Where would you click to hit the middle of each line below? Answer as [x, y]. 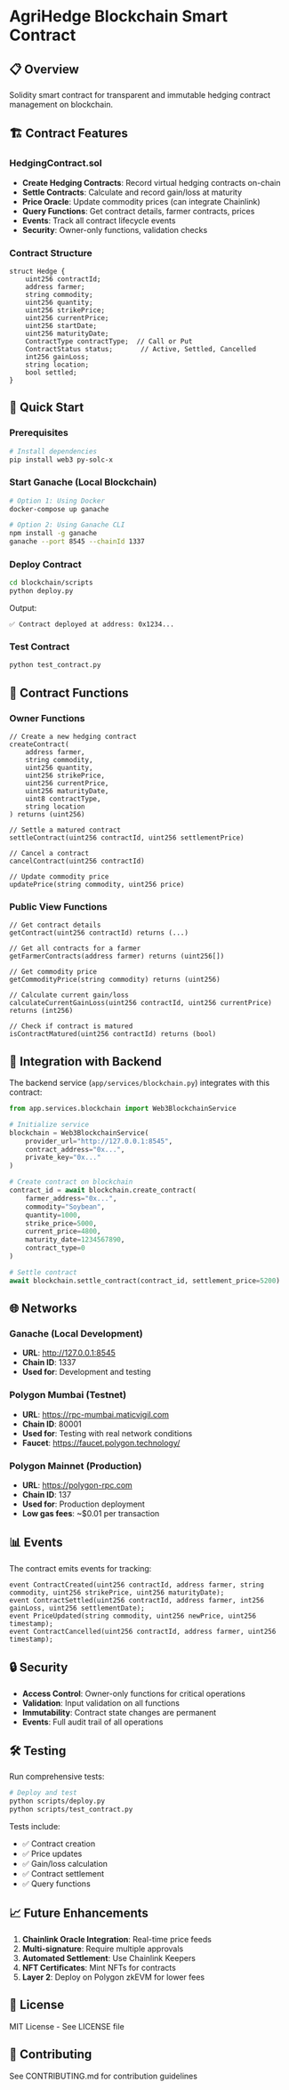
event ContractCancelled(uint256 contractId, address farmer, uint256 [143, 1631]
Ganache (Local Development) [76, 1334]
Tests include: [35, 1827]
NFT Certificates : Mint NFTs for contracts [99, 1967]
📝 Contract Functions [69, 692]
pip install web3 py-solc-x [61, 460]
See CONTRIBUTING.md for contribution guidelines [104, 2076]
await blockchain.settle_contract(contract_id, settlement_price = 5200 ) [144, 1281]
